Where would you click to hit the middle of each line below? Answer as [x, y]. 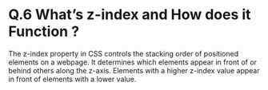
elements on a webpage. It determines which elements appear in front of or [133, 62]
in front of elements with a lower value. [72, 79]
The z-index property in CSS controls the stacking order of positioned [123, 53]
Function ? [44, 31]
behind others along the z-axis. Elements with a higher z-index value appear [134, 70]
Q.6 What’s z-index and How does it [130, 15]
